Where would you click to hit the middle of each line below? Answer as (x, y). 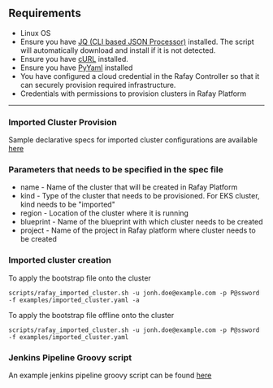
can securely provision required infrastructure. (98, 85)
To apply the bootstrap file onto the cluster (80, 278)
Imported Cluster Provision (63, 122)
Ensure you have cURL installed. (74, 59)
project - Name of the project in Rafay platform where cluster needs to (138, 230)
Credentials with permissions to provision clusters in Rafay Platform (133, 94)
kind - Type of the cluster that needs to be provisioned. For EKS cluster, (140, 196)
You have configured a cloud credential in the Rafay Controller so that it (140, 76)
